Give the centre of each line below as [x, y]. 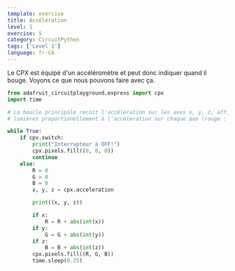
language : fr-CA [31, 53]
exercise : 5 [24, 33]
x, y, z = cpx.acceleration [73, 190]
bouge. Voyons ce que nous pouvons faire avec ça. [81, 80]
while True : [24, 131]
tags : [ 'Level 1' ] [34, 46]
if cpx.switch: [42, 138]
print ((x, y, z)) [57, 203]
